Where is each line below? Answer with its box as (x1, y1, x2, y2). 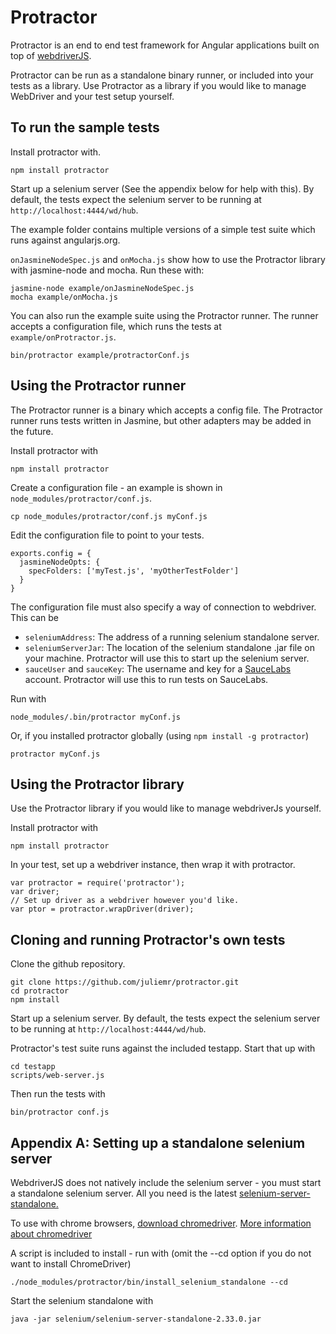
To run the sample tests (10, 119, 160, 136)
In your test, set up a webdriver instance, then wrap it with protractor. (10, 859, 296, 871)
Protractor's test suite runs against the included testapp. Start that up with (10, 1042, 316, 1055)
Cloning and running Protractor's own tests (10, 931, 286, 948)
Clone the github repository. (10, 958, 126, 970)
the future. (10, 425, 54, 437)
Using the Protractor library (10, 776, 185, 793)
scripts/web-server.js (10, 1071, 105, 1081)
